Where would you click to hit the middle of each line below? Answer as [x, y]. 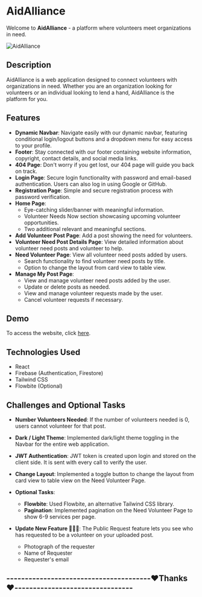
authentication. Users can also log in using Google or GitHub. [91, 184]
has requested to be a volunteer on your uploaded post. [84, 535]
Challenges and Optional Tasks [66, 405]
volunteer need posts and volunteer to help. [69, 248]
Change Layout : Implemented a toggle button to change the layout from [104, 474]
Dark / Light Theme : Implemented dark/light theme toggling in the [97, 438]
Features [23, 118]
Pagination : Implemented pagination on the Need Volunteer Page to [108, 510]
